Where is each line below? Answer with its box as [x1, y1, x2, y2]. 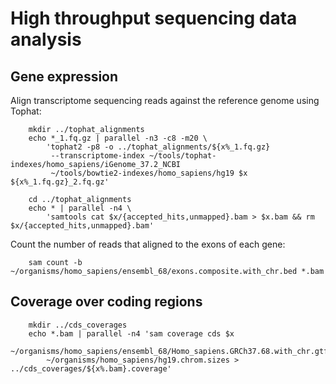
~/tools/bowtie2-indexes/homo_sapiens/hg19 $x [50, 168, 248, 178]
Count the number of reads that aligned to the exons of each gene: [10, 238, 286, 250]
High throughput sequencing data [10, 7, 298, 30]
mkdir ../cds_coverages [28, 320, 128, 330]
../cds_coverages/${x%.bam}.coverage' [10, 363, 172, 374]
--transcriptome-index [50, 151, 145, 161]
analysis [10, 28, 82, 51]
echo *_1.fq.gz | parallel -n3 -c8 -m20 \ [28, 133, 208, 143]
